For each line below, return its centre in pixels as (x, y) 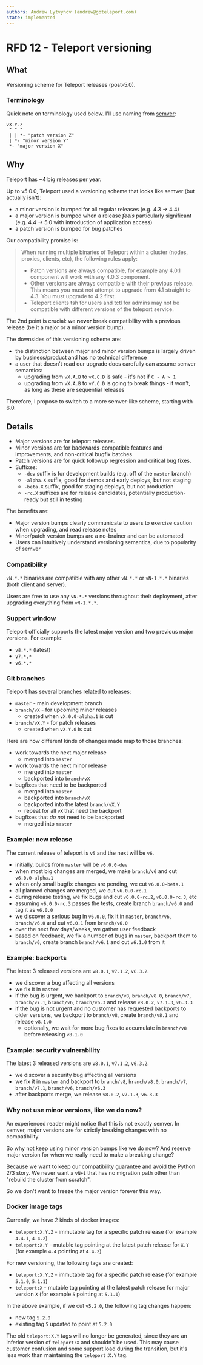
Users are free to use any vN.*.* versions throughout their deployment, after (102, 596)
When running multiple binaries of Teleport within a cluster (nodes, (105, 252)
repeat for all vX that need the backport (73, 811)
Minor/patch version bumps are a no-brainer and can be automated (99, 536)
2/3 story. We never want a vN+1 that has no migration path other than (93, 1172)
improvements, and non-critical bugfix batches (73, 454)
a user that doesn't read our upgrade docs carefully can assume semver (105, 364)
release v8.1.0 (33, 1021)
